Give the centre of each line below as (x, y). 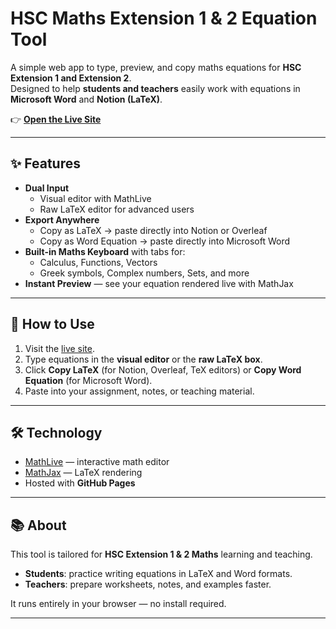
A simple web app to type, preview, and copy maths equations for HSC (156, 67)
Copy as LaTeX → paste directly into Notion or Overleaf (153, 230)
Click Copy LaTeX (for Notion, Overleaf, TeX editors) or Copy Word (163, 369)
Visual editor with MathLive (95, 198)
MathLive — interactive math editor (97, 462)
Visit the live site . (60, 348)
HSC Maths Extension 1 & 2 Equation (164, 18)
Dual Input (47, 188)
